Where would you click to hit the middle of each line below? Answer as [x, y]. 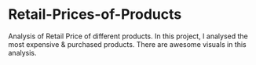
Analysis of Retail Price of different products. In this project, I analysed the [128, 36]
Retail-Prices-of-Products [95, 14]
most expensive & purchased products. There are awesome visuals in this [127, 44]
